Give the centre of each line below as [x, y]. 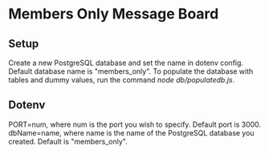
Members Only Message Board [114, 14]
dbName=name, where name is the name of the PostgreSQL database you [131, 132]
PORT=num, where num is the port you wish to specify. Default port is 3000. [135, 124]
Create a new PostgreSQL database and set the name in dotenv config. [126, 63]
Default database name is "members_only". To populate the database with [131, 71]
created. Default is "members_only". [68, 141]
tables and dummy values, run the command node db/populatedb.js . [122, 80]
